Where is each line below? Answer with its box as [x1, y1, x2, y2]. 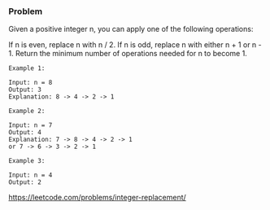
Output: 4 [8, 129, 42, 137]
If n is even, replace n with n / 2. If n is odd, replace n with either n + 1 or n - [8, 40, 262, 50]
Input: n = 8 [8, 79, 53, 87]
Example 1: [8, 64, 46, 72]
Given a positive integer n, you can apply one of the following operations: [8, 24, 254, 34]
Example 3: [8, 157, 46, 165]
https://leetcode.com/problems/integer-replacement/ [8, 193, 187, 203]
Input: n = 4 [8, 171, 53, 180]
